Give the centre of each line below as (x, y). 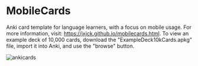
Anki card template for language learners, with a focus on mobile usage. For (99, 27)
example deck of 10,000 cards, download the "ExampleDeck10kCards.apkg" (99, 39)
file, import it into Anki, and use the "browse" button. (70, 46)
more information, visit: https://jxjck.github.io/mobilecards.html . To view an (98, 33)
